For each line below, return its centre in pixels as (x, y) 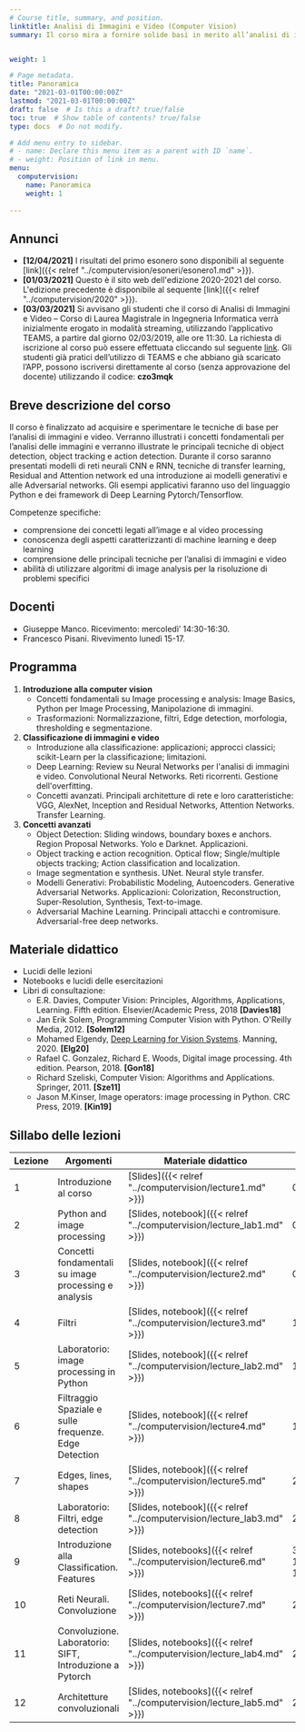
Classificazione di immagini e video (91, 737)
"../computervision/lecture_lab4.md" (206, 1654)
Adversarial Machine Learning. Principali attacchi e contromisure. (158, 911)
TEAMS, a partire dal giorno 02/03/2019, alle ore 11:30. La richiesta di (152, 338)
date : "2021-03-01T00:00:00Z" (67, 93)
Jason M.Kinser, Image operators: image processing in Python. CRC (163, 1097)
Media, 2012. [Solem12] (80, 1030)
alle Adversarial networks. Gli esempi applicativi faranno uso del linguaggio (150, 485)
